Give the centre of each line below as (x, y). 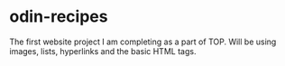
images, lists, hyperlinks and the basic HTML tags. (103, 51)
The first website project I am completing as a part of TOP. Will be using (143, 42)
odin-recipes (59, 17)
